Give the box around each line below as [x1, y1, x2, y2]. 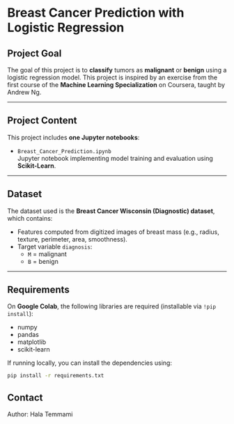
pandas [17, 331, 40, 339]
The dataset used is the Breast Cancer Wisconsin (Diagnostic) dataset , [7, 207, 215, 215]
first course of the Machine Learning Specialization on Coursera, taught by [7, 81, 225, 88]
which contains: [7, 214, 53, 222]
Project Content [7, 115, 77, 127]
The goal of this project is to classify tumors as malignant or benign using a [7, 66, 227, 74]
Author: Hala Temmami [7, 410, 73, 418]
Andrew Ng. [7, 88, 42, 96]
